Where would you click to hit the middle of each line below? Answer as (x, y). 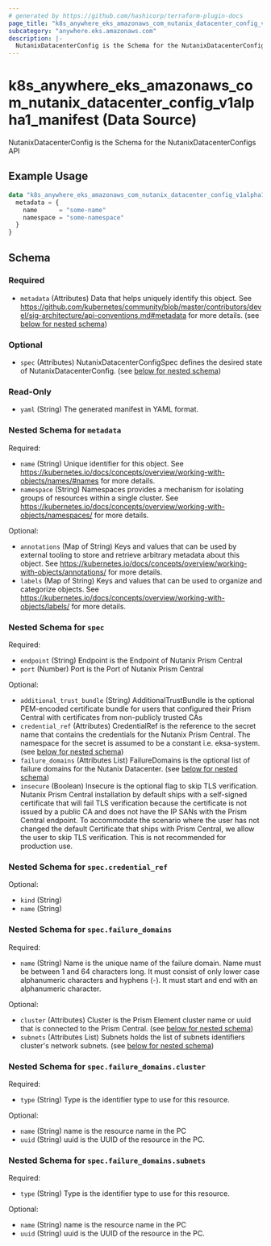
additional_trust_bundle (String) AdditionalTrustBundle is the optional (137, 700)
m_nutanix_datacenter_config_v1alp (131, 103)
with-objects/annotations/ (63, 572)
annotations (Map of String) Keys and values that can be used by (128, 546)
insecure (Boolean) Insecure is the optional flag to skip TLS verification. (139, 786)
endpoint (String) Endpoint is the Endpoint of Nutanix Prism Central (131, 660)
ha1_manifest (54, 120)
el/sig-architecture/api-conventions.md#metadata (103, 315)
